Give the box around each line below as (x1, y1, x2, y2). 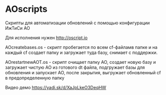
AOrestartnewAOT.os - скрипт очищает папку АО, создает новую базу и (5, 59, 156, 65)
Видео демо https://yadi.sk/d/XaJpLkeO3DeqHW (5, 84, 107, 90)
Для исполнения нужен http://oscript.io (5, 35, 88, 41)
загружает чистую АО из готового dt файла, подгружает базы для (5, 64, 145, 70)
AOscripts (5, 3, 48, 15)
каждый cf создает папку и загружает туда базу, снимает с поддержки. (5, 49, 158, 55)
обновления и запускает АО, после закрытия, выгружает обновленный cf (5, 69, 161, 75)
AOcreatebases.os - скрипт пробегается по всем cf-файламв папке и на (5, 44, 158, 50)
